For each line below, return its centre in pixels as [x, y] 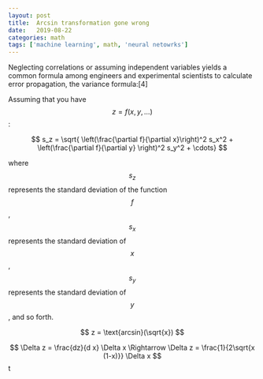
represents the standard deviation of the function [88, 189]
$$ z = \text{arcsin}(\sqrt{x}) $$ [132, 332]
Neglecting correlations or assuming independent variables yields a [118, 67]
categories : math [37, 38]
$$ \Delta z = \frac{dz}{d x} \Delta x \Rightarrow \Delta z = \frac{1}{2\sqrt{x [132, 347]
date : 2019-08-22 [40, 30]
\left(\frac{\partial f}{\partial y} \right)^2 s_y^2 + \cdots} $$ [132, 148]
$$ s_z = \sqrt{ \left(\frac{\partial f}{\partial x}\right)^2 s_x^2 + [132, 140]
